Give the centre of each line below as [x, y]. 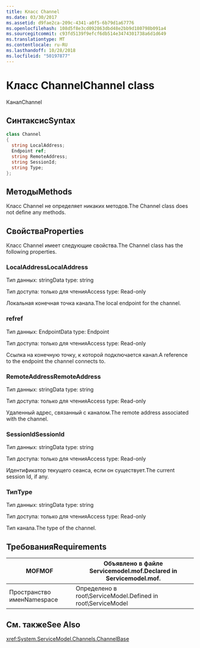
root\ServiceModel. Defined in [117, 596]
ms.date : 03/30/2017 [32, 17]
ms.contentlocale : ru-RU [37, 45]
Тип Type [19, 492]
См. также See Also [43, 624]
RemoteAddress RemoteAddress [54, 376]
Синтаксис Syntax [41, 121]
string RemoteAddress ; [40, 156]
